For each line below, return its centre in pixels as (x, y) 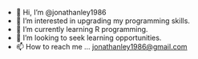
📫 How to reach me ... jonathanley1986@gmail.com (101, 47)
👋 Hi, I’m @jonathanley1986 (61, 12)
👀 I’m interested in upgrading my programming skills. (103, 21)
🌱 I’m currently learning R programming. (82, 29)
